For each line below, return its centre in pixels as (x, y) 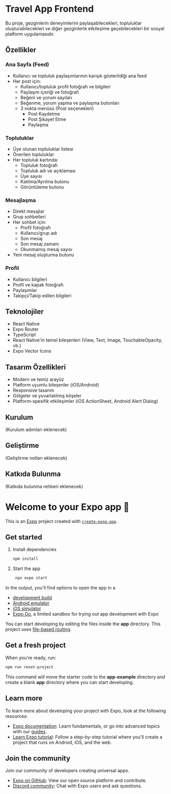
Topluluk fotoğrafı (39, 165)
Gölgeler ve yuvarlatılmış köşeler (47, 396)
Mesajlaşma (21, 200)
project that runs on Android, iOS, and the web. (62, 742)
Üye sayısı (31, 176)
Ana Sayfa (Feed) (27, 64)
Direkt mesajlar (29, 211)
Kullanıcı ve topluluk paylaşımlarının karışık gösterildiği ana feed (80, 76)
